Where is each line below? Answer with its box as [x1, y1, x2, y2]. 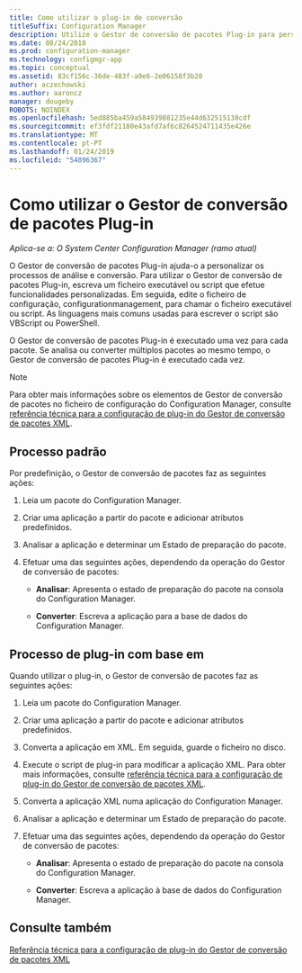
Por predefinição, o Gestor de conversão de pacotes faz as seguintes [9, 468, 267, 479]
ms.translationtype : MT [9, 131, 99, 140]
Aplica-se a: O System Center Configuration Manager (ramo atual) [9, 243, 258, 254]
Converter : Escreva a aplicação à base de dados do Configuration [35, 885, 282, 896]
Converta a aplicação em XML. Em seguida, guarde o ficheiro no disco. [22, 742, 286, 752]
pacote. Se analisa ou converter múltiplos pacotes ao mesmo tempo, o [9, 345, 271, 356]
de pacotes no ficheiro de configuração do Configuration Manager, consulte [9, 399, 292, 410]
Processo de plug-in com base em [9, 646, 205, 662]
